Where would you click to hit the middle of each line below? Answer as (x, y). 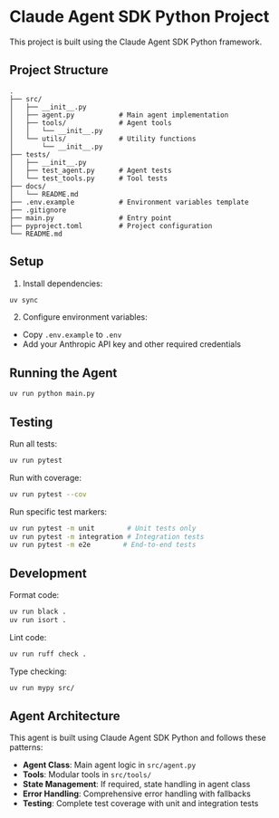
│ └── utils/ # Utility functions (103, 139)
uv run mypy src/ (42, 688)
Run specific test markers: (58, 511)
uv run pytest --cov (48, 494)
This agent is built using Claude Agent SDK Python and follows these (138, 738)
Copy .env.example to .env (72, 335)
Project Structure (59, 70)
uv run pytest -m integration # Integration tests (107, 536)
